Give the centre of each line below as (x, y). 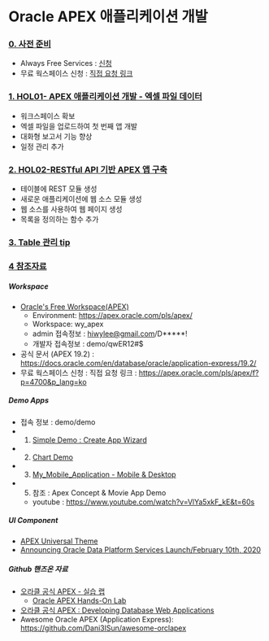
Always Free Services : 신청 (66, 63)
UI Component (33, 521)
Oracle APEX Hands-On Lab (79, 600)
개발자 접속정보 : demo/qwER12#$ (88, 343)
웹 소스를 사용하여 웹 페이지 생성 (71, 209)
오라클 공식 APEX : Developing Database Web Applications (117, 610)
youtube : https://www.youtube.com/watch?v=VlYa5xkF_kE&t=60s (143, 502)
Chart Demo (52, 457)
